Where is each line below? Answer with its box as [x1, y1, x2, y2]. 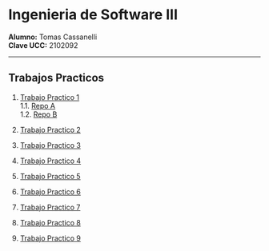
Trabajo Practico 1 [19, 92, 80, 102]
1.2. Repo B [19, 110, 58, 119]
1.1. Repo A [19, 101, 56, 110]
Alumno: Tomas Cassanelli [8, 32, 98, 42]
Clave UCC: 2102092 [8, 40, 78, 50]
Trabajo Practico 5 [19, 171, 82, 181]
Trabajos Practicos [8, 71, 105, 85]
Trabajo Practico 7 [19, 202, 81, 212]
